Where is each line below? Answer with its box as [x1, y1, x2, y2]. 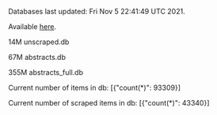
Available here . [8, 22, 57, 31]
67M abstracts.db [8, 53, 66, 61]
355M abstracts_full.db [8, 68, 84, 77]
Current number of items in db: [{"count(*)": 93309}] [8, 83, 181, 92]
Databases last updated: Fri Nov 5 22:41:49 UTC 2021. [8, 7, 185, 16]
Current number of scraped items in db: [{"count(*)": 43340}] [8, 98, 210, 107]
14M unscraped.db [8, 37, 70, 46]
